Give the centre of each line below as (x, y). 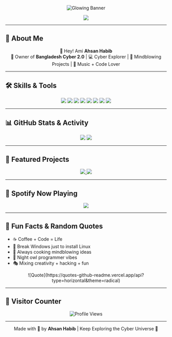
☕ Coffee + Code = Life (37, 239)
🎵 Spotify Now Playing (41, 193)
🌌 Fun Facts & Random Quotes (54, 226)
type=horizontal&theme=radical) (86, 280)
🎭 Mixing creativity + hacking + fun (51, 263)
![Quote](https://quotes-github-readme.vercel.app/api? (86, 275)
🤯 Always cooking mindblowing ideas (52, 252)
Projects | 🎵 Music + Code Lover (86, 64)
